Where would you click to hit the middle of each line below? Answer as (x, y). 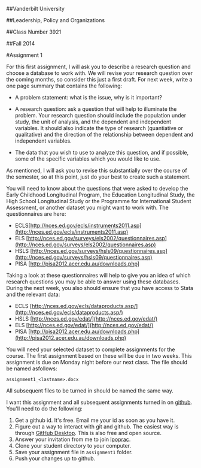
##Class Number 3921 (34, 32)
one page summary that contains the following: (64, 86)
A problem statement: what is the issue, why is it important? (89, 97)
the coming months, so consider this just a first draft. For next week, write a (99, 79)
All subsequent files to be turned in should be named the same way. (90, 391)
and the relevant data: (33, 294)
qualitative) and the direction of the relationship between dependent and (104, 135)
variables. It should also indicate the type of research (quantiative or (99, 128)
